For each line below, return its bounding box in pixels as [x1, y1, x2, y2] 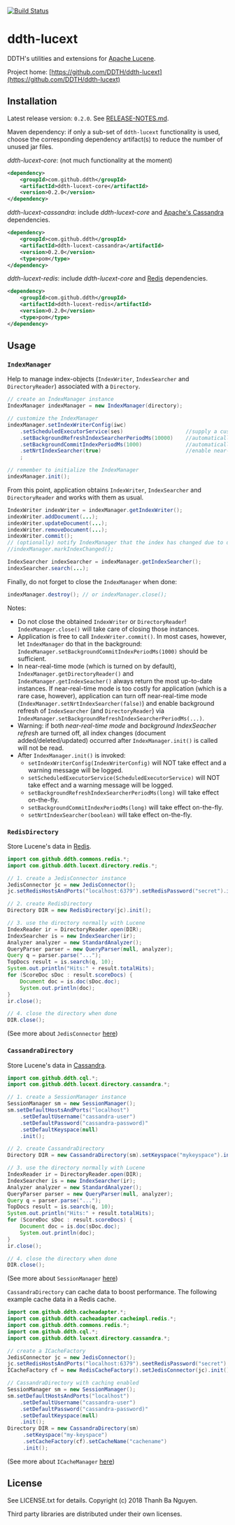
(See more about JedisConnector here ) [7, 1029, 118, 1038]
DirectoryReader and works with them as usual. [7, 493, 144, 502]
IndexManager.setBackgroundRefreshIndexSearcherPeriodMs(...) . [17, 714, 205, 722]
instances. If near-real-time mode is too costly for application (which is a [17, 684, 227, 693]
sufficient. [17, 654, 47, 662]
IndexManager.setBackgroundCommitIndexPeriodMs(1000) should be [17, 647, 208, 655]
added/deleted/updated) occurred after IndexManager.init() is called [17, 736, 218, 744]
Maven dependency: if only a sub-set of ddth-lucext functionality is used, [7, 127, 220, 136]
